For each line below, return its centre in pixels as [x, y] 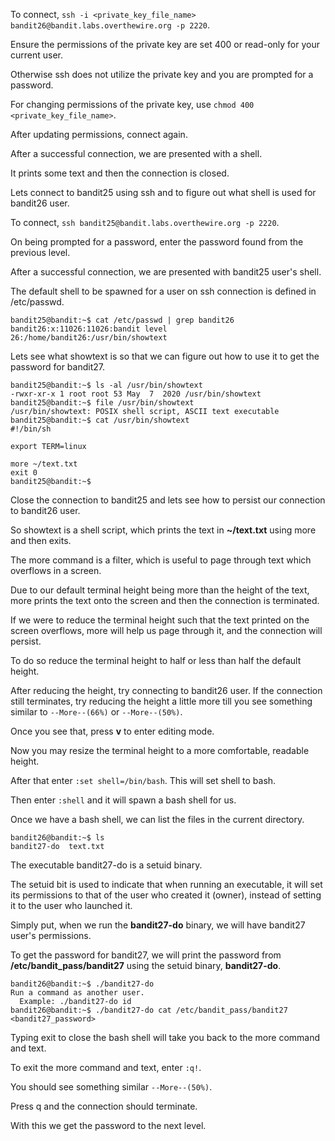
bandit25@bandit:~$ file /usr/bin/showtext [102, 403]
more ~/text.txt [44, 464]
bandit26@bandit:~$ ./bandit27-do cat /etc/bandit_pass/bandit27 [149, 1010]
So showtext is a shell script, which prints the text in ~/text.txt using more [163, 530]
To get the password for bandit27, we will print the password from [146, 955]
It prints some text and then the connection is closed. [120, 173]
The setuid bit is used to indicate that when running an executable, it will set [166, 884]
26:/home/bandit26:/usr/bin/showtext [89, 338]
